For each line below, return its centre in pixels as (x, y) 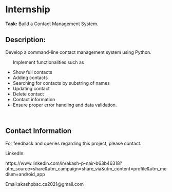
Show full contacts (32, 72)
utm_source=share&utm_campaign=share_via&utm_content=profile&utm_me (86, 168)
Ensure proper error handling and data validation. (65, 105)
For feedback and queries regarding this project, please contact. (73, 143)
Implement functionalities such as (48, 62)
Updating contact (31, 88)
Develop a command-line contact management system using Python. (78, 52)
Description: (26, 40)
